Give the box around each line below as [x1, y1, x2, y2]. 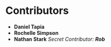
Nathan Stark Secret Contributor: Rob [13, 35, 105, 42]
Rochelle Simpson [13, 29, 59, 36]
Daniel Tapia [13, 23, 45, 30]
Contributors [5, 4, 69, 17]
